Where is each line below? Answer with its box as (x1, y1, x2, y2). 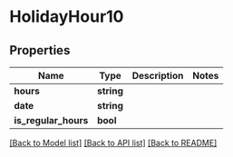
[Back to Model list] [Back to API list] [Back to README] (9, 138, 218, 148)
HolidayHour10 (9, 6, 124, 27)
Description (131, 70, 184, 82)
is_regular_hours (14, 114, 89, 126)
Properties (9, 43, 71, 58)
